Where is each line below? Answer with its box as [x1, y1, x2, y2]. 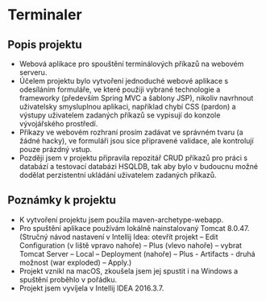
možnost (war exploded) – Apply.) [19, 258, 132, 267]
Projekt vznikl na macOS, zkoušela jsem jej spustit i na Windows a [19, 266, 239, 275]
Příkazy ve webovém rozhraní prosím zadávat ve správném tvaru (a [19, 127, 243, 137]
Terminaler [7, 6, 82, 24]
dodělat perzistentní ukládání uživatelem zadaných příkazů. [19, 171, 217, 179]
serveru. [19, 68, 48, 77]
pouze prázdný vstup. [19, 145, 93, 154]
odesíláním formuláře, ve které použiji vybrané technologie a [19, 85, 221, 94]
